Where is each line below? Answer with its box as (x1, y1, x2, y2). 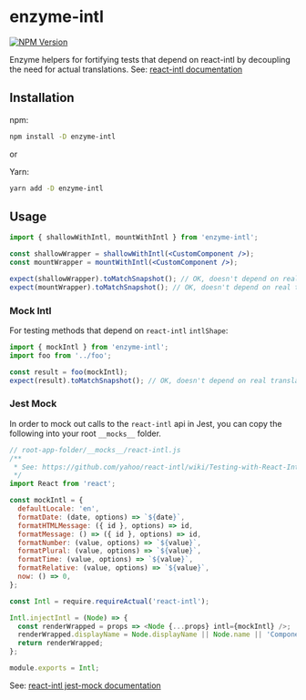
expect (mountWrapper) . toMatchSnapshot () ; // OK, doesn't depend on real (9, 282, 291, 292)
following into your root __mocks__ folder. (9, 428, 162, 439)
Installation (9, 90, 75, 106)
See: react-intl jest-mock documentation (9, 680, 161, 691)
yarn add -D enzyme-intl (9, 184, 104, 193)
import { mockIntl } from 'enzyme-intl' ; (9, 342, 169, 351)
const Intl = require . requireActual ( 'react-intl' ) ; (9, 596, 209, 606)
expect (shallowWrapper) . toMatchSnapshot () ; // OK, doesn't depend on (9, 274, 280, 283)
